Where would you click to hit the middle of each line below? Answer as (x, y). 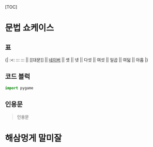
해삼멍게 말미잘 (33, 138)
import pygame (19, 88)
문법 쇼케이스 (30, 28)
